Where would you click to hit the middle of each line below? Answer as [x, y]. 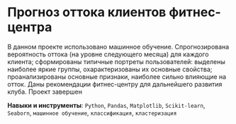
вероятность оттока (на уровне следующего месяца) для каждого [108, 54]
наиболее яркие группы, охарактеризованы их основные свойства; [110, 69]
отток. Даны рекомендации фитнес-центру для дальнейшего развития [115, 84]
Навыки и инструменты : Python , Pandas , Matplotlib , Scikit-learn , [106, 105]
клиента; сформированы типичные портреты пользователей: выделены [116, 61]
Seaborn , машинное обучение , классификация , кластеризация [92, 113]
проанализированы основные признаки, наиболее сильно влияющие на [117, 76]
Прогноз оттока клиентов [87, 12]
